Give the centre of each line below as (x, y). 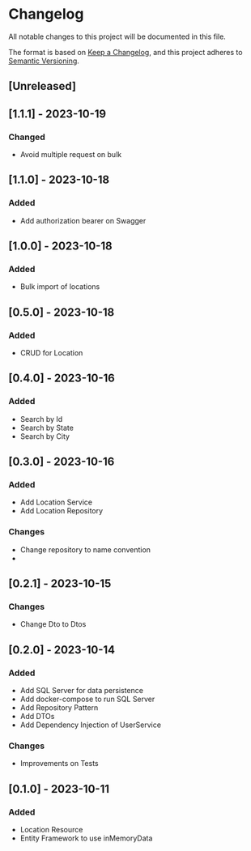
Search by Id (41, 419)
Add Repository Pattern (59, 708)
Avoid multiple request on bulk (71, 155)
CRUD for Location (51, 353)
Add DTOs (37, 717)
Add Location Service (56, 502)
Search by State (47, 428)
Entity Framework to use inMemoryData (86, 838)
